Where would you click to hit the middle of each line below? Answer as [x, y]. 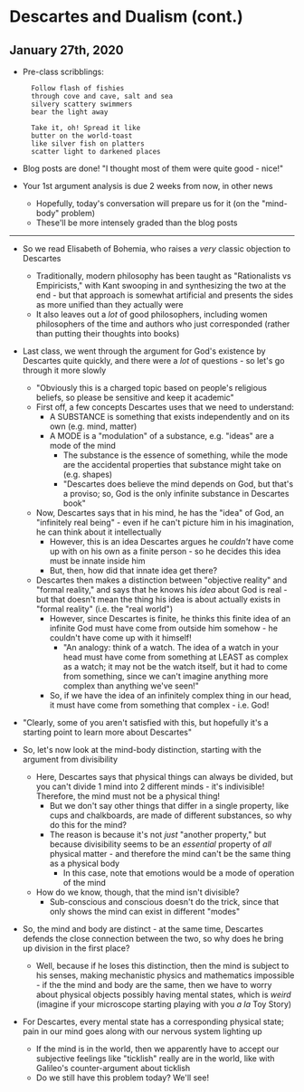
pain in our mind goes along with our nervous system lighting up [142, 1031]
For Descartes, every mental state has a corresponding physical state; [153, 1021]
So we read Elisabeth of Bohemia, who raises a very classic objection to [157, 249]
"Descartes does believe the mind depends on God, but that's [178, 484]
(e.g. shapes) [88, 474]
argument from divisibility [70, 759]
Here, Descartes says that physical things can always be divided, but [165, 777]
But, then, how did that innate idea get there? [133, 570]
